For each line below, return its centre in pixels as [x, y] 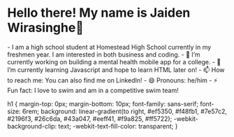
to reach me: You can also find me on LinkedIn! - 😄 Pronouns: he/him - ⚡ [112, 80]
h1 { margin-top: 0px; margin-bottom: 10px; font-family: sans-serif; [103, 103]
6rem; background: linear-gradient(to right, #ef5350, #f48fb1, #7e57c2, [125, 111]
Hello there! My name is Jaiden [99, 13]
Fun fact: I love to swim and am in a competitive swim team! [93, 90]
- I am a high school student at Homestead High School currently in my [109, 47]
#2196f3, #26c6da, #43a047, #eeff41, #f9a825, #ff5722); [90, 118]
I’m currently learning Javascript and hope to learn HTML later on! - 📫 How [116, 70]
